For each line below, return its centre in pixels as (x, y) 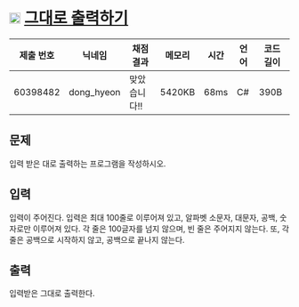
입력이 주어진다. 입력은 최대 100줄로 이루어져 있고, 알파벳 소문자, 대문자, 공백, (144, 217)
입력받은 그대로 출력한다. (52, 294)
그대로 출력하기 (76, 18)
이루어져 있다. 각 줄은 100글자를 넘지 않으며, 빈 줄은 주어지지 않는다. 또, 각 (161, 229)
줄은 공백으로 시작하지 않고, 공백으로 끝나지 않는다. (97, 239)
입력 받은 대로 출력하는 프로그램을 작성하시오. (88, 163)
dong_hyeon (95, 92)
